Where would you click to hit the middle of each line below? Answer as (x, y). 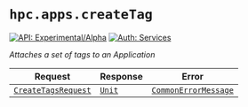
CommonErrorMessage (192, 90)
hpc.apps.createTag (81, 15)
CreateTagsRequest (52, 90)
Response (122, 76)
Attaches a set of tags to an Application (82, 54)
